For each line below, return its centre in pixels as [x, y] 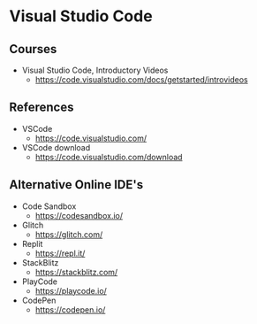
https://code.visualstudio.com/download [109, 157]
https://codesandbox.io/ [79, 215]
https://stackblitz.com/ [76, 272]
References [42, 108]
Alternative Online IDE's [76, 185]
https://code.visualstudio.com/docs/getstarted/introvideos [142, 80]
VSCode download [56, 147]
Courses [33, 49]
